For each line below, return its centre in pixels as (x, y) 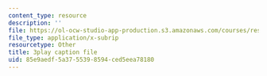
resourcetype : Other (43, 45)
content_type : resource (48, 15)
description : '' (35, 23)
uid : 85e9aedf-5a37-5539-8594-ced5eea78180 (81, 60)
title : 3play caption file (53, 52)
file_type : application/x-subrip (64, 38)
